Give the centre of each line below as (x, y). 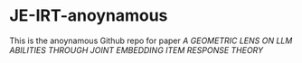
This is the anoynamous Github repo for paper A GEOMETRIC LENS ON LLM (151, 40)
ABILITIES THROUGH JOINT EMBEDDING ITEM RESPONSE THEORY (137, 49)
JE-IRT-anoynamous (89, 16)
